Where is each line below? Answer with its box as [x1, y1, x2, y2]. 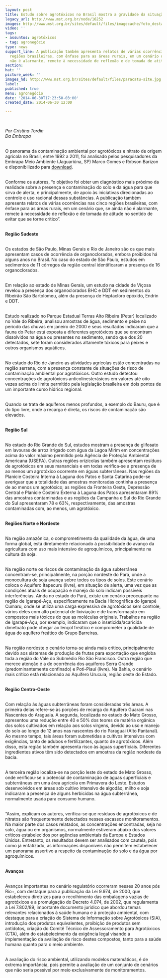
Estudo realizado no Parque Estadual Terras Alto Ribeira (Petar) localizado [5, 313, 157, 319]
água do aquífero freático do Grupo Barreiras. [5, 630, 98, 636]
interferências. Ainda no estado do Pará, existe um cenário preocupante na [5, 593, 159, 599]
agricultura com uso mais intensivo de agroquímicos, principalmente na [5, 546, 152, 552]
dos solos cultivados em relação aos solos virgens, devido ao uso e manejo [5, 723, 160, 729]
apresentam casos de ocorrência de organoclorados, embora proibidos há [5, 251, 158, 257]
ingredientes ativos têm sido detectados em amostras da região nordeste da [5, 749, 162, 755]
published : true [5, 86, 39, 91]
